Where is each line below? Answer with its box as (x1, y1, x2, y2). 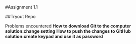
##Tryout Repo (5, 14, 36, 19)
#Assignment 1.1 (5, 4, 38, 10)
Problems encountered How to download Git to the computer (5, 23, 131, 29)
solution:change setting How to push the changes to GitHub (5, 28, 131, 34)
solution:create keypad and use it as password (5, 34, 103, 39)
